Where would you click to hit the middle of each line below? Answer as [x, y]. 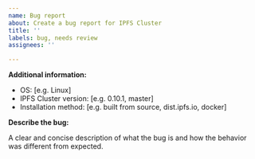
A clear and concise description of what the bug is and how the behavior [127, 138]
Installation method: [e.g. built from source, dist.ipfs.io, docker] [123, 107]
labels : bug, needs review [53, 38]
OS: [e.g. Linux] [45, 90]
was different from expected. [56, 146]
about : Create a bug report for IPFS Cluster [85, 23]
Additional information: [48, 75]
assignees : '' [32, 45]
